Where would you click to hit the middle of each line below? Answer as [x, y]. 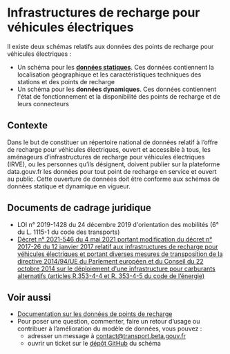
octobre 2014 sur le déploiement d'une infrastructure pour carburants [116, 268]
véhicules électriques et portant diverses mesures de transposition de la [120, 254]
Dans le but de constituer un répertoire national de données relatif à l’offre [113, 142]
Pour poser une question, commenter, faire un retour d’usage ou [108, 322]
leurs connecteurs [43, 104]
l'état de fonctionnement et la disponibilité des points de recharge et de [119, 96]
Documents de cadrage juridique [79, 208]
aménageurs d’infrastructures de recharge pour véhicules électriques [106, 157]
